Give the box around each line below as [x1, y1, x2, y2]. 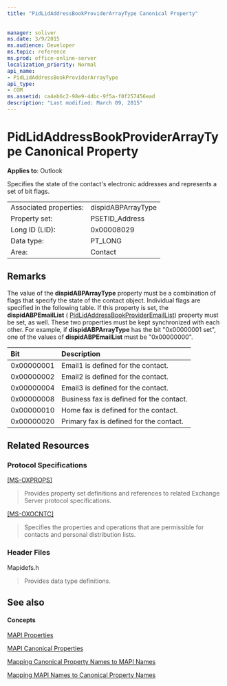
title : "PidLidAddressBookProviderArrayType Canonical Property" [7, 10, 198, 17]
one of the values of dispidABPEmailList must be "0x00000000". [7, 333, 194, 341]
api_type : [7, 80, 36, 87]
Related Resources [7, 440, 89, 452]
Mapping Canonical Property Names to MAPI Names [7, 658, 156, 666]
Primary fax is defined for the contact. [61, 417, 184, 426]
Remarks [7, 271, 47, 283]
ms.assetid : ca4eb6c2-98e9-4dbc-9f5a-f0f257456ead [7, 93, 155, 100]
